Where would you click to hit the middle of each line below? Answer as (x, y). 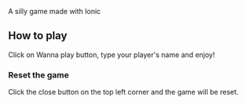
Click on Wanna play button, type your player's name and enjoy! (112, 55)
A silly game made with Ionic (55, 11)
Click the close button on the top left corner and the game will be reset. (123, 92)
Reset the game (39, 75)
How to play (38, 36)
